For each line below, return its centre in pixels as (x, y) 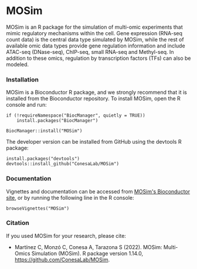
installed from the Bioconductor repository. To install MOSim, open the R (93, 98)
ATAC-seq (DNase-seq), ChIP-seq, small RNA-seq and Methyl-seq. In (90, 52)
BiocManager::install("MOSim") (44, 131)
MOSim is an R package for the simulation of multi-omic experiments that (94, 27)
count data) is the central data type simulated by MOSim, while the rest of (95, 39)
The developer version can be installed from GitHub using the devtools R (94, 142)
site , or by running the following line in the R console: (70, 198)
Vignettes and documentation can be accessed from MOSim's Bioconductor (98, 191)
